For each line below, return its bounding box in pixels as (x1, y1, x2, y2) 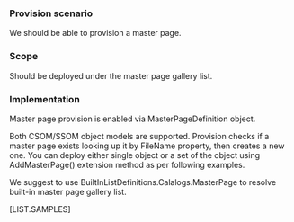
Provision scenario (9, 7, 93, 20)
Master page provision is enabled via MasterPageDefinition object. (9, 113, 256, 124)
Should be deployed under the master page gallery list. (9, 70, 213, 81)
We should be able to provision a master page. (9, 28, 182, 39)
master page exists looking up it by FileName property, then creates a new (9, 140, 285, 151)
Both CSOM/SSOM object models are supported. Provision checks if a (9, 130, 270, 141)
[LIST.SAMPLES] (9, 203, 71, 214)
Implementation (9, 93, 81, 105)
